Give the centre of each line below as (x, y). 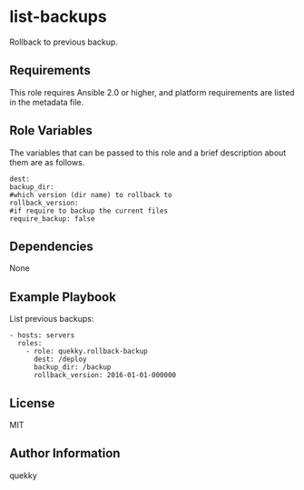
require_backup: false (52, 219)
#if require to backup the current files (89, 211)
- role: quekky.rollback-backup (87, 352)
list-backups (58, 17)
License (32, 403)
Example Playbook (63, 297)
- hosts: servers (42, 335)
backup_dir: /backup (72, 367)
